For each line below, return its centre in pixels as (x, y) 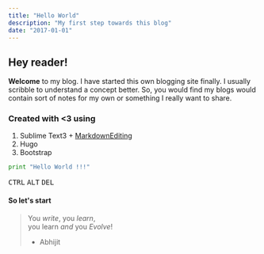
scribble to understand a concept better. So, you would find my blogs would (132, 90)
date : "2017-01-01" (40, 30)
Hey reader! (38, 62)
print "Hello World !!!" (49, 167)
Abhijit (50, 241)
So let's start (30, 200)
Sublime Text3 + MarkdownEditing (76, 136)
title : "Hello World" (44, 15)
